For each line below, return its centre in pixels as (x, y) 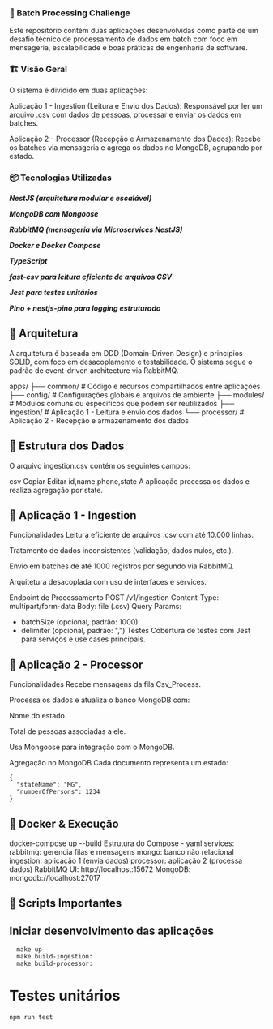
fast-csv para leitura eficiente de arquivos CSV (91, 277)
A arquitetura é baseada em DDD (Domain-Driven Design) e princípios (126, 353)
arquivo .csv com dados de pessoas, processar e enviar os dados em (125, 114)
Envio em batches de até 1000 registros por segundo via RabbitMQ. (122, 566)
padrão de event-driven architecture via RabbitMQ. (94, 370)
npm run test (31, 1018)
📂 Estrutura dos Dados (67, 446)
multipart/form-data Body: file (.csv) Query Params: (95, 607)
